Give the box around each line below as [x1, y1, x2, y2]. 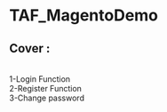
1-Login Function [9, 74, 71, 84]
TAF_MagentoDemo [9, 5, 158, 26]
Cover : [9, 41, 51, 56]
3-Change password [9, 92, 84, 103]
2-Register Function [9, 84, 83, 93]
